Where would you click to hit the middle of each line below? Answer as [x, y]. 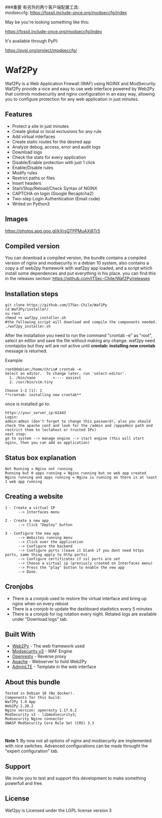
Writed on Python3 [31, 204]
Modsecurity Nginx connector [34, 719]
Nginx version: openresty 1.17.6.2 [41, 710]
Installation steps [32, 294]
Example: [14, 361]
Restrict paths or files [33, 178]
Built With [20, 635]
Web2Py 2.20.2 [19, 706]
